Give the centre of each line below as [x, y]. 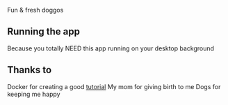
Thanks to [30, 70]
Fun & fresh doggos [35, 10]
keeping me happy [34, 94]
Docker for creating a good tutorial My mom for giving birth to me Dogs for [114, 86]
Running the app [43, 31]
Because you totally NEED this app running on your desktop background [111, 48]
